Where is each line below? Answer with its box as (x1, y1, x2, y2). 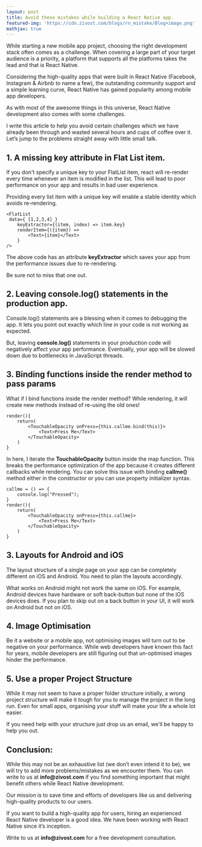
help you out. (6, 727, 39, 734)
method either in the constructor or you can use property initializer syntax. (6, 475, 191, 482)
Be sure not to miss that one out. (6, 272, 87, 279)
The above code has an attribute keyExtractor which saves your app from (6, 254, 191, 261)
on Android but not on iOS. (6, 603, 72, 610)
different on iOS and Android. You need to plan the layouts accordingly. (6, 572, 183, 580)
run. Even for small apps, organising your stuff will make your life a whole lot (6, 703, 196, 710)
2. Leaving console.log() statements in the (6, 289, 169, 299)
